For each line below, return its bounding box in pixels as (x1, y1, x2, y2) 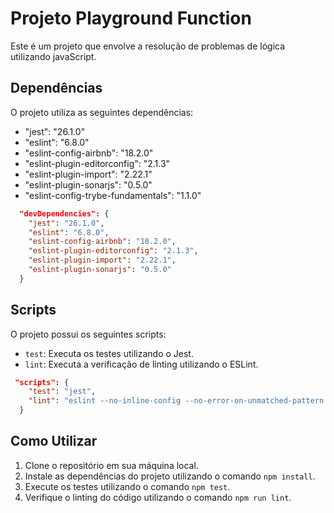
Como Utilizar (10, 433, 98, 450)
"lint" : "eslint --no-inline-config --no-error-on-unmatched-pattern (28, 396, 325, 406)
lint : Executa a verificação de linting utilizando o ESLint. (24, 358, 259, 370)
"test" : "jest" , (28, 387, 97, 397)
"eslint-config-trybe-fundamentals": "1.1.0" (24, 189, 202, 201)
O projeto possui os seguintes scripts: (10, 328, 167, 340)
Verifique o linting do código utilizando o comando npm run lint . (24, 491, 292, 503)
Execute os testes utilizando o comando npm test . (24, 480, 231, 492)
